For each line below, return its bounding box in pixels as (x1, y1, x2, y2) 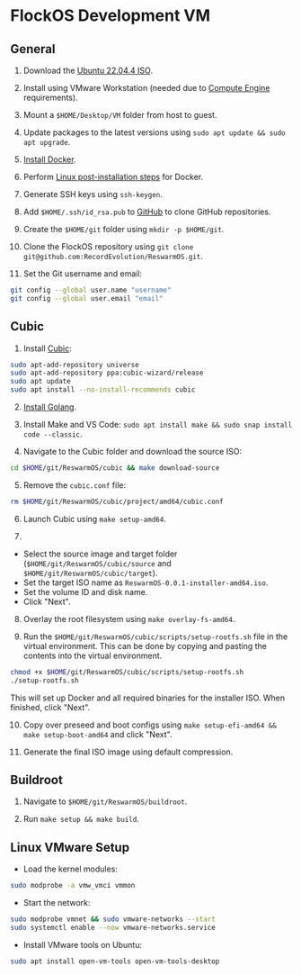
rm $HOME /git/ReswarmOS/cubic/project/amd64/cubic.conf (10, 497, 224, 506)
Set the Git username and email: (22, 268, 143, 279)
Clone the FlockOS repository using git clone (22, 241, 194, 252)
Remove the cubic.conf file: (22, 479, 127, 491)
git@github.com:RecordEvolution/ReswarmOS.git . (22, 251, 203, 261)
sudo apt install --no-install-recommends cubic (10, 385, 196, 394)
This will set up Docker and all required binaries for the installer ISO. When (10, 692, 286, 703)
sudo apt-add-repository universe (10, 360, 140, 369)
